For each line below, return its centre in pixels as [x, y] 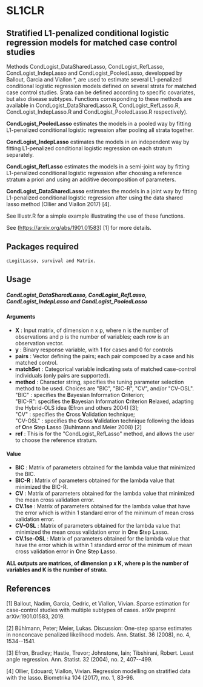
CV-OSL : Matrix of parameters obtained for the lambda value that [98, 525]
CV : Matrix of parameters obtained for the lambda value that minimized [105, 493]
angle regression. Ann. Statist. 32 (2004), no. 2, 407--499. [79, 659]
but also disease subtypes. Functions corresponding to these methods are [99, 99]
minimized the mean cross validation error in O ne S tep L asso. [92, 532]
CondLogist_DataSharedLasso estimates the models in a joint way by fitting [102, 191]
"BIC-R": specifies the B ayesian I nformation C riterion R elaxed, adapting [104, 401]
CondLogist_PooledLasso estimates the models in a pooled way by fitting [99, 123]
